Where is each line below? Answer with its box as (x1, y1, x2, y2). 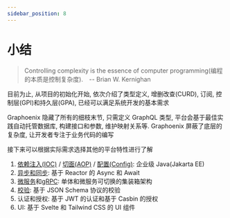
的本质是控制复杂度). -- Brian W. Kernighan (24, 75, 151, 83)
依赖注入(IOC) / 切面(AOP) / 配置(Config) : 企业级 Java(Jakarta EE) (17, 160, 205, 168)
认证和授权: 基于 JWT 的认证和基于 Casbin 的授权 (17, 194, 159, 203)
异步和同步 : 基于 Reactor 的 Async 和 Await (17, 168, 140, 176)
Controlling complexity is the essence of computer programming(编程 (24, 66, 223, 75)
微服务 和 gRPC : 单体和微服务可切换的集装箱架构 (17, 177, 152, 185)
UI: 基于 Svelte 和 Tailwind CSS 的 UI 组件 (17, 203, 136, 211)
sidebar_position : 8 (7, 10, 67, 17)
